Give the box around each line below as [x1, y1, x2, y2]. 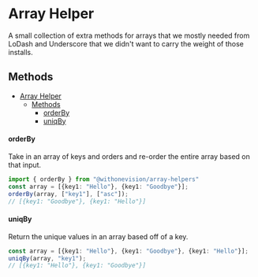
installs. [8, 47, 33, 57]
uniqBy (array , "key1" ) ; [8, 254, 87, 262]
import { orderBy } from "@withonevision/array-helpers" [8, 175, 200, 183]
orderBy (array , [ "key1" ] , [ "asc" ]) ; [8, 190, 129, 198]
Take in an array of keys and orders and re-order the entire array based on [8, 151, 251, 161]
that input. [8, 160, 42, 169]
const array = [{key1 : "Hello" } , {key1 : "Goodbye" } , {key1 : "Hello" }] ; [8, 247, 249, 255]
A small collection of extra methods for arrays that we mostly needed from [8, 31, 250, 40]
